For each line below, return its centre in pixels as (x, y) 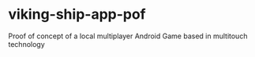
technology (26, 44)
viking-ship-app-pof (77, 14)
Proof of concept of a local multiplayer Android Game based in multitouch (128, 36)
